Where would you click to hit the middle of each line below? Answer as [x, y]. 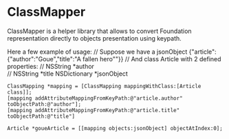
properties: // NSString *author [51, 66]
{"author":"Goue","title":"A [44, 58]
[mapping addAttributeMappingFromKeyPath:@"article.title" [94, 110]
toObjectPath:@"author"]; [44, 104]
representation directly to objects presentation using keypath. [95, 38]
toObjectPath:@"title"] [41, 116]
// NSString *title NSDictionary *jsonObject [68, 74]
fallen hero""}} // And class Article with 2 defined [152, 58]
